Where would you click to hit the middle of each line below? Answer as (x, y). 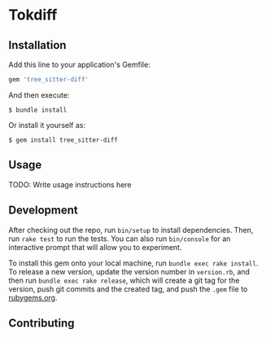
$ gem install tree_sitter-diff (63, 140)
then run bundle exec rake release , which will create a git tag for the (124, 280)
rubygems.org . (33, 297)
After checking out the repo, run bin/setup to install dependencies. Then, (131, 230)
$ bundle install (38, 110)
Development (44, 211)
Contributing (41, 323)
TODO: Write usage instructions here (70, 184)
